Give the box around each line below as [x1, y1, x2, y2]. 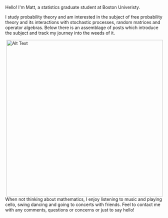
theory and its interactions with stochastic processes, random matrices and [5, 20, 160, 25]
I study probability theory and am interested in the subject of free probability [5, 14, 162, 20]
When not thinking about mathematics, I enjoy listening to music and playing [5, 196, 162, 202]
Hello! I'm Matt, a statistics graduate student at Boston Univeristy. [5, 5, 140, 10]
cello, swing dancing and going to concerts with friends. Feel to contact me [5, 201, 161, 207]
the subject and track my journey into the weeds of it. [5, 30, 115, 36]
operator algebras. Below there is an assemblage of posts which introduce [5, 25, 158, 31]
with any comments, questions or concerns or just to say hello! [5, 207, 134, 212]
